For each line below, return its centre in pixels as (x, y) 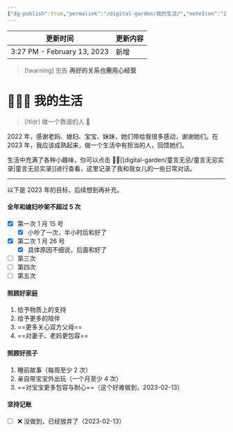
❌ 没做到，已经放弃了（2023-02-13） (71, 421)
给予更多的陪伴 (38, 318)
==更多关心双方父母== (50, 327)
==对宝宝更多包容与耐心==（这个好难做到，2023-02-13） (100, 387)
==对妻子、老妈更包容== (53, 336)
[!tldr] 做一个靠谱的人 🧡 (57, 122)
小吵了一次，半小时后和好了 (67, 232)
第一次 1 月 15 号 (40, 224)
